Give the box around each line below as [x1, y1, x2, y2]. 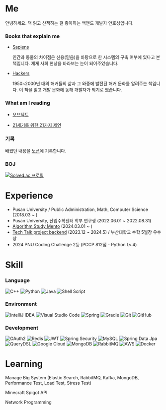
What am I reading [5, 100, 51, 107]
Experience [5, 190, 53, 202]
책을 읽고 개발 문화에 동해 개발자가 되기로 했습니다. [24, 87, 123, 93]
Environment [5, 301, 37, 308]
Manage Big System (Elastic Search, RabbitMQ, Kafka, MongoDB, [5, 375, 139, 381]
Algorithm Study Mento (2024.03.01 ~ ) [12, 223, 93, 229]
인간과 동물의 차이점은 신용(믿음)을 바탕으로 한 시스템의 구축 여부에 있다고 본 [12, 54, 161, 60]
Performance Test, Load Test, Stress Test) [5, 380, 92, 386]
